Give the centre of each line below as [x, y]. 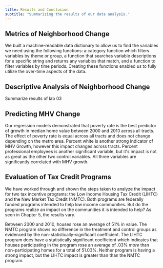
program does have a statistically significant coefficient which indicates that [81, 240]
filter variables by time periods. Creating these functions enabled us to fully [81, 66]
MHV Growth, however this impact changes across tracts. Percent [71, 146]
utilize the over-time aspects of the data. [46, 72]
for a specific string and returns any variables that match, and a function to [80, 61]
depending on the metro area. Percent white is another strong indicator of [79, 141]
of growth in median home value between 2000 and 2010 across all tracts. [80, 131]
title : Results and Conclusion [37, 10]
